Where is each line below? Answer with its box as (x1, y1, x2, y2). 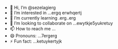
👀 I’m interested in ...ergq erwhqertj (9, 10, 82, 16)
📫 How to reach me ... (9, 26, 56, 31)
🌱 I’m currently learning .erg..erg (9, 15, 76, 21)
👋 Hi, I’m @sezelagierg (9, 5, 56, 10)
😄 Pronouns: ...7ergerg (9, 33, 57, 39)
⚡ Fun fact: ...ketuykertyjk (9, 38, 62, 44)
